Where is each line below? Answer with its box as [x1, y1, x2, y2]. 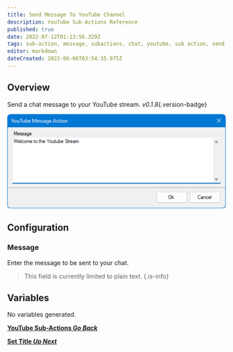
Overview [7, 82, 51, 94]
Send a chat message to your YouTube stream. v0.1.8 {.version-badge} [7, 100, 207, 108]
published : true [7, 26, 54, 33]
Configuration [7, 222, 69, 234]
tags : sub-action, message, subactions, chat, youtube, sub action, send [7, 40, 225, 48]
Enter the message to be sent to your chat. [7, 258, 129, 267]
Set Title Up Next [7, 337, 58, 346]
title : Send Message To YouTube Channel [7, 11, 126, 18]
